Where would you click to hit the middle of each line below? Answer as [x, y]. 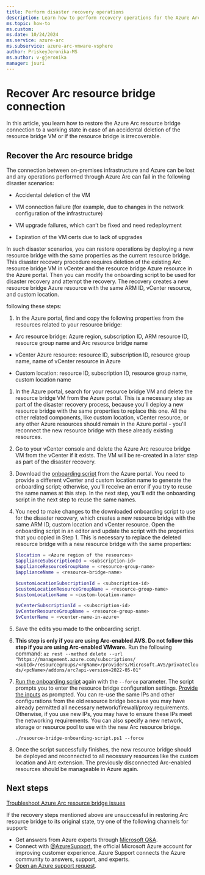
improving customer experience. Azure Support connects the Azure [100, 852]
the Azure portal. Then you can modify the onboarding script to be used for [101, 275]
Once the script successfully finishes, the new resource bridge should [103, 749]
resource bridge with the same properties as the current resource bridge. [98, 256]
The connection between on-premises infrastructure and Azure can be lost [101, 170]
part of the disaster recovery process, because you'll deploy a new [99, 405]
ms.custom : [20, 29]
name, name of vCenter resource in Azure [68, 361]
